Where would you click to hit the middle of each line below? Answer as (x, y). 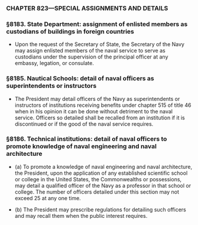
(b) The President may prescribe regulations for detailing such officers (100, 209)
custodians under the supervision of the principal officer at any (91, 57)
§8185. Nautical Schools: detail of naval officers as (80, 79)
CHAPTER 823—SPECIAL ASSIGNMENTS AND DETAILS (87, 8)
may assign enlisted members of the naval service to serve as (90, 51)
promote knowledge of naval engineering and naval (81, 146)
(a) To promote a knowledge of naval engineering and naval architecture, (103, 167)
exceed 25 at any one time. (48, 198)
